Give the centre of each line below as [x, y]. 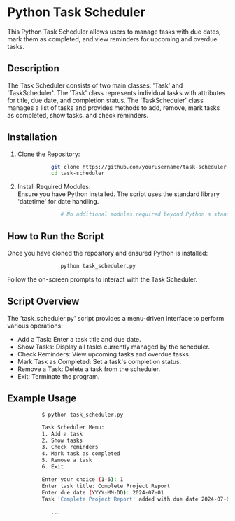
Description [33, 68]
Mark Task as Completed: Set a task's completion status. [99, 361]
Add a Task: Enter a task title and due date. [79, 339]
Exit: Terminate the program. [58, 376]
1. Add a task [62, 434]
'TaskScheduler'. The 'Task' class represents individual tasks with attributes [116, 92]
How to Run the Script [56, 236]
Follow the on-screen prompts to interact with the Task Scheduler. [102, 279]
